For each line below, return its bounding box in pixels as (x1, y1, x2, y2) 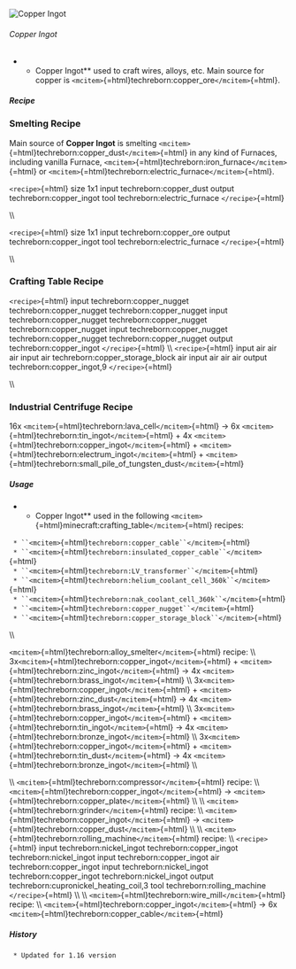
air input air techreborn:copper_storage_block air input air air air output (9, 352, 268, 362)
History (9, 928, 38, 939)
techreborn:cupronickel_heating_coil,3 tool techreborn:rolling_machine (9, 880, 267, 891)
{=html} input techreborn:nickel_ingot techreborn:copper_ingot (9, 842, 239, 854)
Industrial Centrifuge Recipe (9, 400, 133, 413)
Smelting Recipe (9, 118, 81, 130)
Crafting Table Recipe (9, 275, 104, 288)
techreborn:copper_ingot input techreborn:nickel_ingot (9, 862, 209, 872)
